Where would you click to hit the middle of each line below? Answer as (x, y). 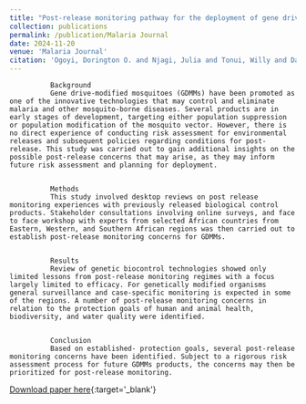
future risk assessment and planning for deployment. (114, 165)
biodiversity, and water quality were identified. (107, 316)
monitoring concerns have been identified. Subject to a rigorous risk (148, 357)
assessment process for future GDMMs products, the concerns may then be (153, 365)
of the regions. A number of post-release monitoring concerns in (138, 301)
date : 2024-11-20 (42, 43)
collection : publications (58, 26)
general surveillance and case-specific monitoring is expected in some (150, 293)
